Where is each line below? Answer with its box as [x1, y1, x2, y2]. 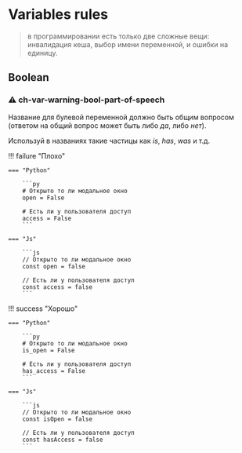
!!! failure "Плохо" [8, 151, 66, 160]
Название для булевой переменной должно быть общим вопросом [8, 112, 235, 122]
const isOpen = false [22, 415, 92, 423]
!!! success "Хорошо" [8, 304, 78, 313]
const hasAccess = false [22, 436, 103, 444]
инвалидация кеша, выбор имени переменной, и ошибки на [27, 39, 229, 49]
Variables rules [8, 5, 108, 24]
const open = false [22, 262, 86, 270]
